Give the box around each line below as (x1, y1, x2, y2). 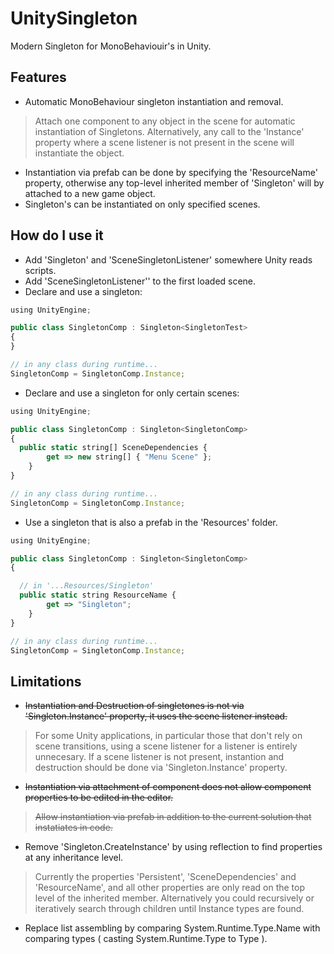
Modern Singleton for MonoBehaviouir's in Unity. (10, 40, 212, 52)
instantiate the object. (34, 147, 125, 159)
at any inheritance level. (24, 852, 124, 864)
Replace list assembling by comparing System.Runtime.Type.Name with (24, 922, 321, 934)
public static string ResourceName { (19, 590, 177, 601)
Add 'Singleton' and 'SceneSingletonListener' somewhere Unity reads (24, 253, 313, 266)
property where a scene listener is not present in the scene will (34, 136, 295, 148)
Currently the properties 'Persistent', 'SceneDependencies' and (34, 871, 297, 883)
